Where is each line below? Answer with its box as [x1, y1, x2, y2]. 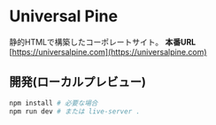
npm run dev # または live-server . [9, 106, 141, 116]
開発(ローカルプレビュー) [9, 74, 146, 90]
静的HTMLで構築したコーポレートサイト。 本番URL [9, 36, 197, 47]
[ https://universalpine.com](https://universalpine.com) [9, 46, 207, 57]
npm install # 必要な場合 [9, 98, 98, 107]
